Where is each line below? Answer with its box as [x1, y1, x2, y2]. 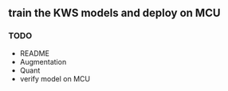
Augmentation [19, 57, 67, 66]
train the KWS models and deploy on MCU [8, 6, 221, 20]
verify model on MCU [19, 73, 90, 83]
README [19, 48, 50, 58]
